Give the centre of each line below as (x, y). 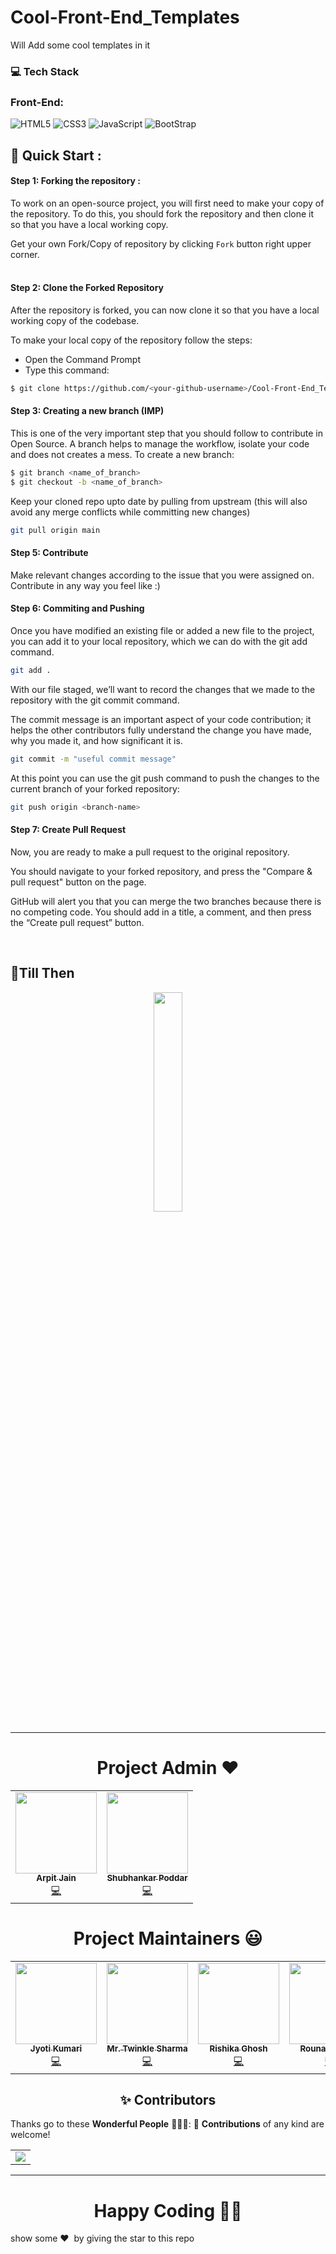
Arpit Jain (56, 1878)
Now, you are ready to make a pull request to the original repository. (150, 852)
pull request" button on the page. (78, 882)
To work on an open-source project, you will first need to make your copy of (167, 203)
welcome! (30, 2135)
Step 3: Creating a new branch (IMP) (87, 411)
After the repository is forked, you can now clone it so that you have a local (165, 310)
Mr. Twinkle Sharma (147, 2049)
